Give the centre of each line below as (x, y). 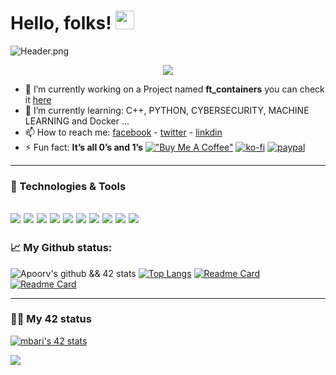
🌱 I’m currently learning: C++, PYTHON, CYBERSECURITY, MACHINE (167, 110)
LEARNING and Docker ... (77, 121)
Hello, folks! (61, 23)
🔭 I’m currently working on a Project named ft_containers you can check (174, 89)
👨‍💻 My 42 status (51, 319)
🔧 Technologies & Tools (68, 186)
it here (38, 99)
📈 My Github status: (61, 248)
